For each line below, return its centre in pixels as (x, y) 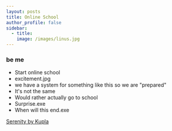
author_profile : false (34, 22)
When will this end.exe (42, 110)
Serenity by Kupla (27, 122)
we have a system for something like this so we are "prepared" (90, 85)
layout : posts (23, 12)
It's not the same (35, 91)
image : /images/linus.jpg (48, 39)
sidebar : (17, 28)
